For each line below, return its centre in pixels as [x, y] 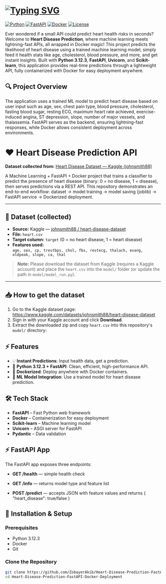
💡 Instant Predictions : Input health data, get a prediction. [71, 361]
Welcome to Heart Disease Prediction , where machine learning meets [77, 39]
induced [14, 117]
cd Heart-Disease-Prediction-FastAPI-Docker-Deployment [64, 577]
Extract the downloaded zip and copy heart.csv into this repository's [82, 325]
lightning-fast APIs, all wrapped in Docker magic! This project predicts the [80, 44]
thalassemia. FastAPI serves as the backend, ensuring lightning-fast [74, 122]
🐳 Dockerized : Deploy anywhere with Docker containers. [70, 372]
